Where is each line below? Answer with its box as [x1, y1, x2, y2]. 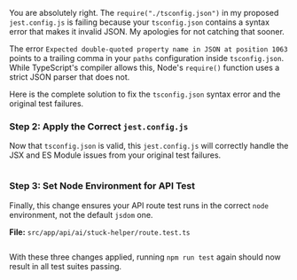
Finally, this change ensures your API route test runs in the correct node [9, 199, 269, 211]
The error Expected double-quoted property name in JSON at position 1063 [9, 43, 288, 54]
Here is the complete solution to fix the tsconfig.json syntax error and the [9, 89, 281, 99]
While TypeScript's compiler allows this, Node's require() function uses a [9, 62, 280, 73]
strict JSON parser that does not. [9, 72, 130, 82]
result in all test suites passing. [9, 261, 122, 271]
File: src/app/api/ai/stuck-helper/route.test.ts [9, 226, 191, 237]
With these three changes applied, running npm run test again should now [9, 252, 281, 262]
